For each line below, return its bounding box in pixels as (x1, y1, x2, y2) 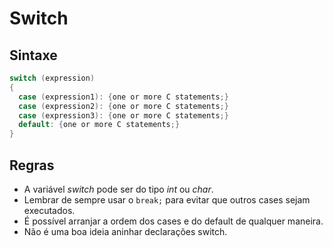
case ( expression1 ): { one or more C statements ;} (18, 92, 229, 102)
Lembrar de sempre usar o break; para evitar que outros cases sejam (23, 193, 311, 206)
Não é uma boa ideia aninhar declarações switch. (23, 225, 228, 237)
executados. (23, 204, 76, 216)
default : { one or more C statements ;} (18, 120, 181, 130)
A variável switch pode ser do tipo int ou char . (23, 183, 214, 195)
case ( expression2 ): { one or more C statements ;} (18, 101, 229, 111)
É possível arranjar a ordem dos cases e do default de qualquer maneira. (23, 215, 324, 227)
